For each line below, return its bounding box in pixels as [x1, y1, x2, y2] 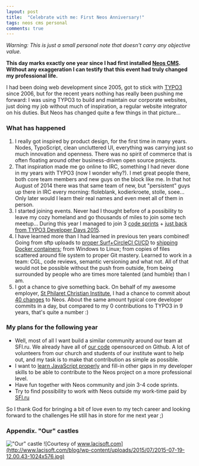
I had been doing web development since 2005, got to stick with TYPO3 [6, 84, 182, 91]
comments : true [6, 25, 44, 32]
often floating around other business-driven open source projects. [14, 156, 177, 164]
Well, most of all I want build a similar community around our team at [14, 337, 183, 344]
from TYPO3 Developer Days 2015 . [14, 226, 101, 233]
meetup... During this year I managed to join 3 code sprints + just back [14, 220, 188, 227]
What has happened [6, 124, 66, 132]
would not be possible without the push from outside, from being [14, 264, 174, 271]
